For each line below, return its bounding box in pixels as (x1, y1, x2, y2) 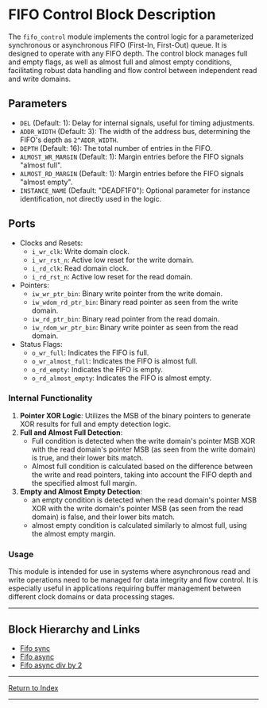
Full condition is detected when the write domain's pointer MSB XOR (31, 436, 256, 445)
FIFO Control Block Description (8, 6, 216, 24)
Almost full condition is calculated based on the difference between (31, 461, 253, 471)
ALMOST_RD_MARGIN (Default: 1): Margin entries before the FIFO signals (19, 168, 244, 178)
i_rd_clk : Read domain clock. (31, 264, 130, 273)
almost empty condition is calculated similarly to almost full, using (31, 520, 248, 529)
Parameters (8, 97, 68, 110)
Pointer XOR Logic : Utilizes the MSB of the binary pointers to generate (19, 410, 251, 420)
